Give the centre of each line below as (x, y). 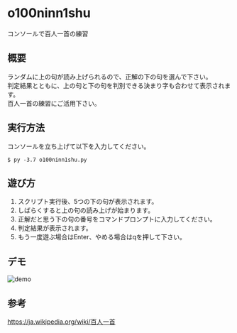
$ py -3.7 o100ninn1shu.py (47, 160)
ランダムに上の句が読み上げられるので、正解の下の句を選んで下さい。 (110, 77)
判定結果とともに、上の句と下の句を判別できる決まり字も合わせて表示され (116, 85)
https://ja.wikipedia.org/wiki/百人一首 (61, 322)
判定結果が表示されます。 (55, 228)
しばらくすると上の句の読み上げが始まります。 (86, 210)
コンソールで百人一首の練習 (48, 33)
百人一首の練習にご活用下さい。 (54, 103)
